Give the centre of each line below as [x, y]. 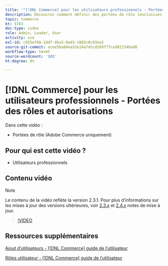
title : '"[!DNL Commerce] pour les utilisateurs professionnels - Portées [85, 10]
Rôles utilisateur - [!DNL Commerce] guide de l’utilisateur [64, 257]
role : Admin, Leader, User [33, 33]
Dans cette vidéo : [24, 125]
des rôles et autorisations [59, 111]
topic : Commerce [22, 19]
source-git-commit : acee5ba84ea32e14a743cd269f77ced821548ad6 [71, 47]
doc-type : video [22, 28]
